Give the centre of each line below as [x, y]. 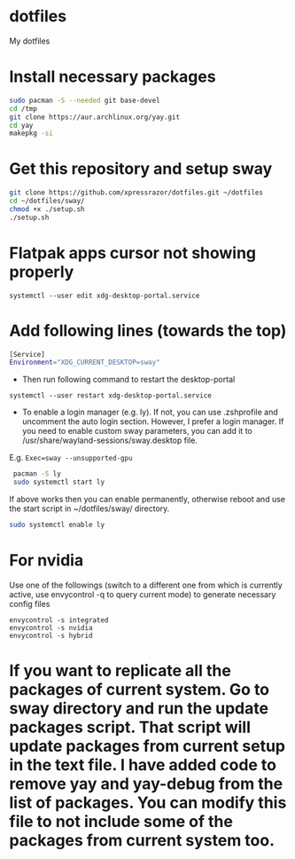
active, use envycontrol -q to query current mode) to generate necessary [143, 594]
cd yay [21, 125]
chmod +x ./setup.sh [47, 209]
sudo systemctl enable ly [57, 525]
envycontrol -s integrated [59, 620]
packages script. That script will [130, 727]
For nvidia [47, 560]
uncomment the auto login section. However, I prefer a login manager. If [153, 422]
